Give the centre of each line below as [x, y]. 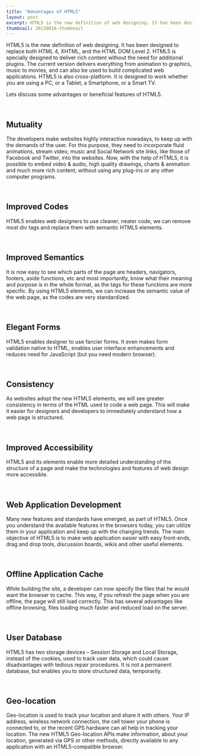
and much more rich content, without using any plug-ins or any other [90, 170]
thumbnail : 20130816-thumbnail [45, 28]
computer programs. [31, 177]
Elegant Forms [33, 327]
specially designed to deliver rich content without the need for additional [95, 58]
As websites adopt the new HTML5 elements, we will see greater [85, 399]
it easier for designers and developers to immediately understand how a [94, 411]
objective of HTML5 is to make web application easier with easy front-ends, [99, 538]
